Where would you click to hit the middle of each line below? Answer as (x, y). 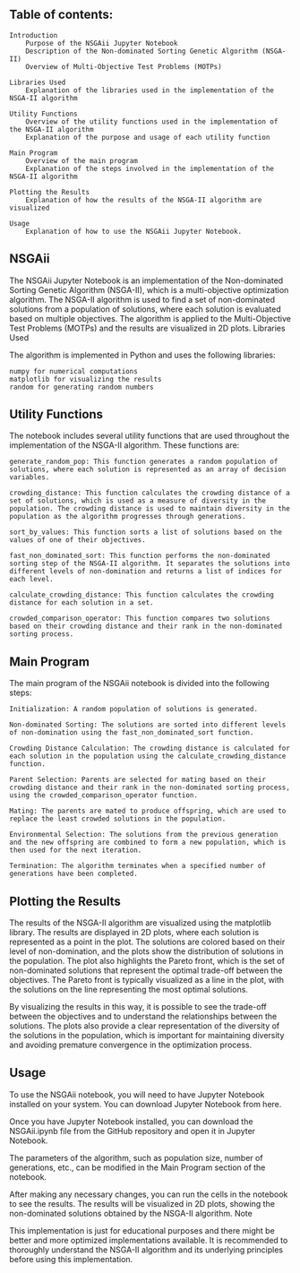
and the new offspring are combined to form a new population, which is (148, 843)
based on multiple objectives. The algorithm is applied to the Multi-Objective (150, 318)
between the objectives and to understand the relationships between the (143, 1017)
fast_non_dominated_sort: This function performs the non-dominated (140, 556)
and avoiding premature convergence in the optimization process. (131, 1045)
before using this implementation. (71, 1259)
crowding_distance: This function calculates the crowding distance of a (150, 493)
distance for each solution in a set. (81, 603)
